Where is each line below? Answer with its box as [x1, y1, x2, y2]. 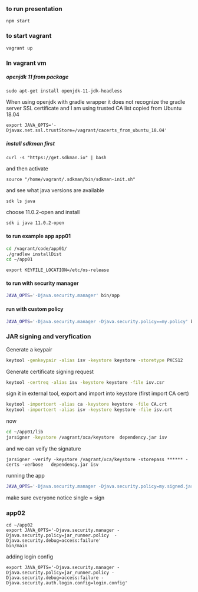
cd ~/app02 [6, 522, 33, 528]
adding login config [6, 553, 53, 560]
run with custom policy [6, 305, 64, 313]
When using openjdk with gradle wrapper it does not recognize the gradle [6, 98, 186, 106]
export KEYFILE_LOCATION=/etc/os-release [6, 267, 110, 273]
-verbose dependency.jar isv [21, 462, 99, 468]
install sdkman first [6, 140, 55, 147]
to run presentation [6, 5, 63, 13]
